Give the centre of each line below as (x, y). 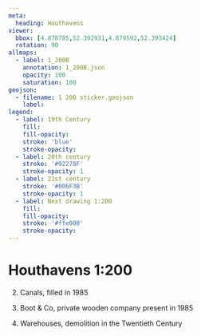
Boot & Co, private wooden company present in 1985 (106, 307)
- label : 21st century (53, 179)
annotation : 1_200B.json (64, 68)
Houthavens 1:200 (71, 270)
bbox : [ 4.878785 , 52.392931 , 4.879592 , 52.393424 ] (96, 38)
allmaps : (23, 53)
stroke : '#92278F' (53, 164)
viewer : (21, 30)
